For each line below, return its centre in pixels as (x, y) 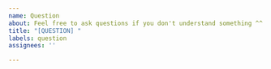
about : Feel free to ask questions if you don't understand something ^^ (136, 23)
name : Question (34, 16)
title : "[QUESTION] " (45, 30)
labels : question (38, 38)
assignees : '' (32, 46)
